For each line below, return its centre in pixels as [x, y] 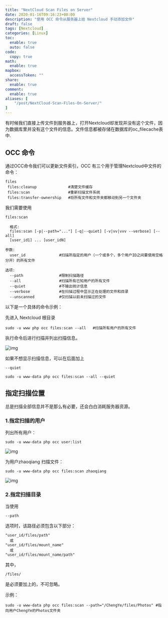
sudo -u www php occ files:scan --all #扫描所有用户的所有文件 [71, 328]
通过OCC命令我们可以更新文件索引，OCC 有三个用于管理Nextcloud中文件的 [83, 166]
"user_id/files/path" [28, 536]
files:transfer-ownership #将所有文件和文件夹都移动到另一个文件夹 [74, 197]
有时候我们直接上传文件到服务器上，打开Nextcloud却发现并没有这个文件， [82, 123]
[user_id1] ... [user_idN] [38, 240]
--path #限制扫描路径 [47, 275]
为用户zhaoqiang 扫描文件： [34, 461]
